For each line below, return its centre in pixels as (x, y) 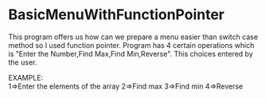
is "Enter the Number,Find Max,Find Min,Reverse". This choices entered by (131, 53)
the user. (23, 62)
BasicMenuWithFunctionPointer (116, 15)
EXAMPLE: (26, 77)
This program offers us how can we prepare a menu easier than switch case (133, 37)
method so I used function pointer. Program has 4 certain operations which (131, 45)
